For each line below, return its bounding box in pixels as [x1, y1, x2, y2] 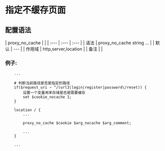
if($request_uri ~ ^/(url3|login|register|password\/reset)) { [14, 85, 147, 90]
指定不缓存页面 [5, 4, 66, 16]
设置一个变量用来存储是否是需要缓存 [23, 90, 85, 96]
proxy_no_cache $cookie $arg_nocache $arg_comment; [23, 121, 132, 126]
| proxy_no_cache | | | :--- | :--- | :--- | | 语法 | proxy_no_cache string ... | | [5, 40, 155, 46]
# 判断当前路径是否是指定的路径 [14, 81, 70, 86]
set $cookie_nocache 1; [23, 95, 72, 100]
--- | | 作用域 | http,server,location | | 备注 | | [13, 46, 103, 52]
